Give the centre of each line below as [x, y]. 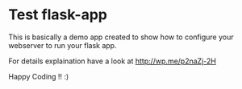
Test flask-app [58, 15]
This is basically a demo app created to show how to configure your [121, 37]
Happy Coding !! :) [39, 76]
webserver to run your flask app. [63, 45]
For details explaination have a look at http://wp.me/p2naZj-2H [112, 61]
